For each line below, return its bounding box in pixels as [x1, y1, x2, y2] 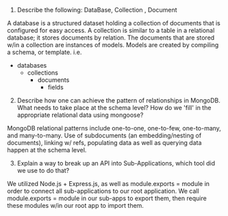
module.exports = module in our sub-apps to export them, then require [7, 194, 207, 202]
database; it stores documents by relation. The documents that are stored [7, 33, 215, 42]
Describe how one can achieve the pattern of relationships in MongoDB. [16, 96, 220, 105]
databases [16, 62, 47, 69]
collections [27, 68, 58, 77]
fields [47, 83, 64, 91]
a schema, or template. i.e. [7, 48, 82, 56]
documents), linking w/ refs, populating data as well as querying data [7, 139, 202, 146]
